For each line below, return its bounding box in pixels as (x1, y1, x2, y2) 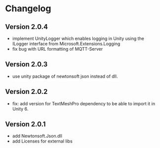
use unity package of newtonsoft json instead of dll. (12, 73, 118, 79)
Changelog (5, 3, 51, 14)
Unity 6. (12, 106, 29, 112)
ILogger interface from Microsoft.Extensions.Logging (12, 41, 120, 47)
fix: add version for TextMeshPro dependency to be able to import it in (12, 100, 156, 106)
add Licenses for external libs (12, 138, 73, 144)
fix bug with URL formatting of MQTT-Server (12, 46, 103, 52)
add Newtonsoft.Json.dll (12, 133, 63, 139)
